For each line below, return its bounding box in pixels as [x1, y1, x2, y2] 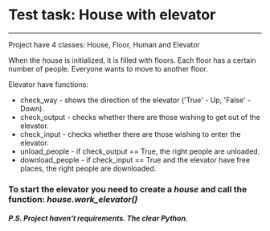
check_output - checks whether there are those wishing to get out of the [19, 112, 261, 122]
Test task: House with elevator [8, 6, 216, 24]
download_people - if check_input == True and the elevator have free [19, 155, 251, 164]
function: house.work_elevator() [8, 193, 138, 204]
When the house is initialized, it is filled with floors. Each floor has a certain [8, 55, 256, 65]
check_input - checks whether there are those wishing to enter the [19, 129, 241, 138]
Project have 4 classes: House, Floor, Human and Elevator [8, 39, 201, 49]
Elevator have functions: [8, 79, 88, 89]
